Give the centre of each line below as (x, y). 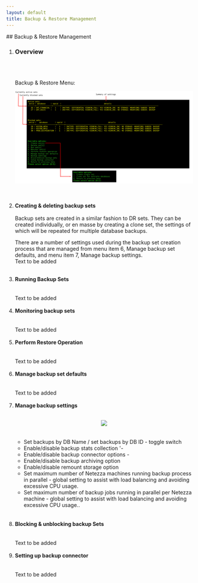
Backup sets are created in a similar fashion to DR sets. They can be (98, 218)
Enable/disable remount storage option (71, 467)
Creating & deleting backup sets (55, 206)
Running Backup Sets (42, 279)
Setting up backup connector (52, 555)
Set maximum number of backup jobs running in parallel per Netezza (108, 492)
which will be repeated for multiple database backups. (81, 231)
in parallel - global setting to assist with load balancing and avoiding (106, 480)
